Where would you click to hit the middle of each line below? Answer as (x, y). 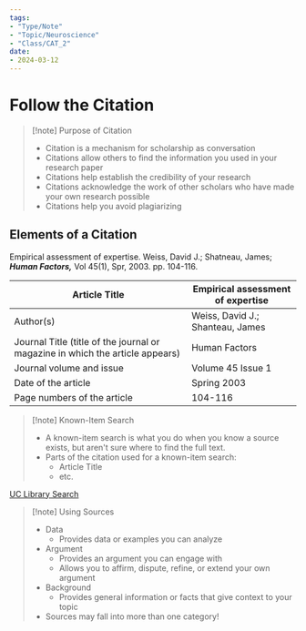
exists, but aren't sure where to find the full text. (135, 447)
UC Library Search (44, 494)
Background (68, 587)
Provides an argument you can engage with (141, 558)
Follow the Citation (82, 105)
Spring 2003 (218, 382)
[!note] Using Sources (73, 512)
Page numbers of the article (74, 397)
